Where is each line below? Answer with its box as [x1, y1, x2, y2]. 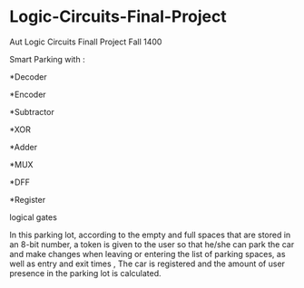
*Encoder [9, 89, 47, 100]
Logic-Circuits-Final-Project [9, 6, 227, 27]
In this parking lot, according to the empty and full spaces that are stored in [9, 229, 291, 240]
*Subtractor [9, 106, 54, 117]
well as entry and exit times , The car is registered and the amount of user [9, 258, 286, 269]
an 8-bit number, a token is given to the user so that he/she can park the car [9, 238, 295, 250]
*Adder [9, 141, 38, 152]
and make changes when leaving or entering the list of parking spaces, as [9, 248, 286, 259]
